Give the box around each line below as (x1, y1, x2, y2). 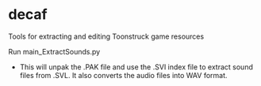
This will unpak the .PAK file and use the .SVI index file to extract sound (19, 62, 254, 72)
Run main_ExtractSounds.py (8, 47, 101, 56)
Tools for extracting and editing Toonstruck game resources (8, 32, 205, 41)
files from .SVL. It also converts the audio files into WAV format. (19, 70, 228, 80)
